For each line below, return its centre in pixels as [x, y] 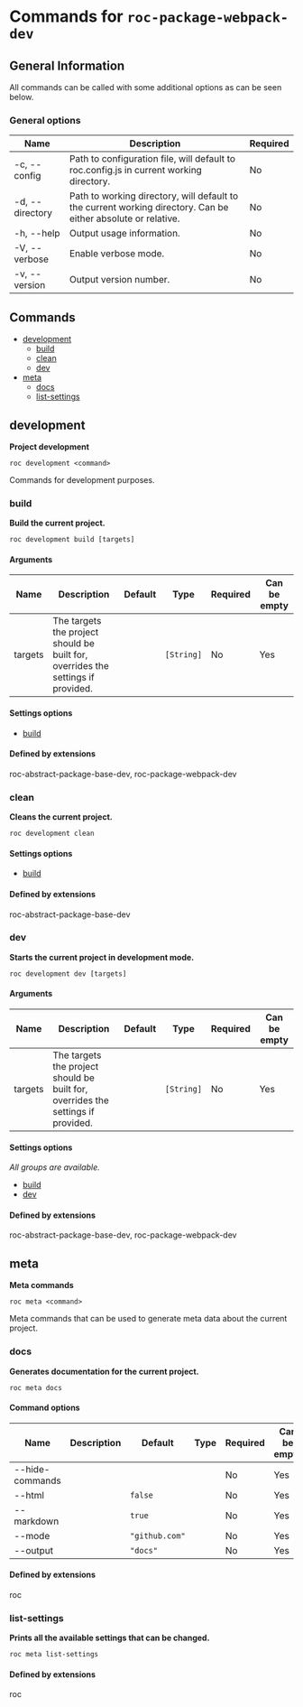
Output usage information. [124, 234]
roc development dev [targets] [68, 974]
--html [29, 1495]
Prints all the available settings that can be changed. [110, 1638]
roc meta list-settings [54, 1655]
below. [22, 97]
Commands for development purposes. [82, 479]
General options [45, 120]
